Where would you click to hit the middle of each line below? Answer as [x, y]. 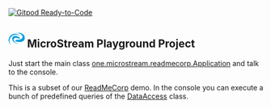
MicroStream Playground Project [111, 44]
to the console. [33, 72]
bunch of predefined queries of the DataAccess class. [98, 96]
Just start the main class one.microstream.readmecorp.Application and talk [134, 63]
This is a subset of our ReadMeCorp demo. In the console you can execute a [136, 87]
